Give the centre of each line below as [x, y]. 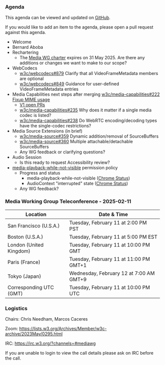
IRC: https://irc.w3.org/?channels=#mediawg [50, 343]
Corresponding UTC [31, 287]
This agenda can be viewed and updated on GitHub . [58, 18]
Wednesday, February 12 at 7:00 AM [112, 273]
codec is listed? [35, 115]
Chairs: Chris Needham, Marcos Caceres [46, 319]
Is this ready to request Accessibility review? [65, 163]
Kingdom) [19, 251]
